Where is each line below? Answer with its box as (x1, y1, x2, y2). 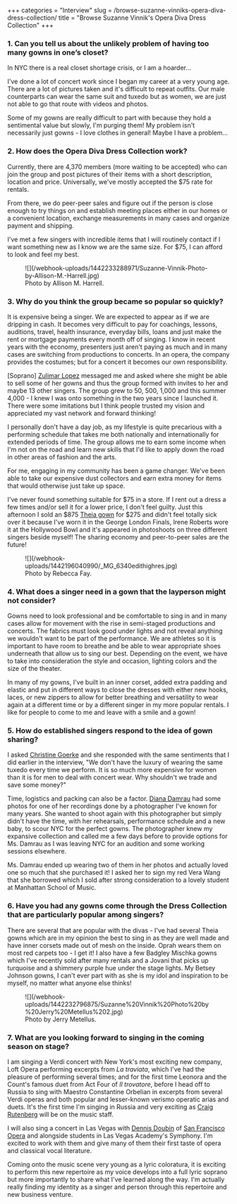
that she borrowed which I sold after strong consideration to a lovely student (7, 876, 229, 884)
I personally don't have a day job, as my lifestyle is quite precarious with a (7, 423, 222, 431)
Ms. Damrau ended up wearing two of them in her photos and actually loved (7, 861, 229, 869)
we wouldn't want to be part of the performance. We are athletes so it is (7, 634, 217, 643)
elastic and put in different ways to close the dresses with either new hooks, (7, 686, 229, 694)
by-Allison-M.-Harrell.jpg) (25, 271, 100, 280)
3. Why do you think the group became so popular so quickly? (7, 297, 224, 306)
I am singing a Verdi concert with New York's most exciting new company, (7, 1057, 223, 1066)
